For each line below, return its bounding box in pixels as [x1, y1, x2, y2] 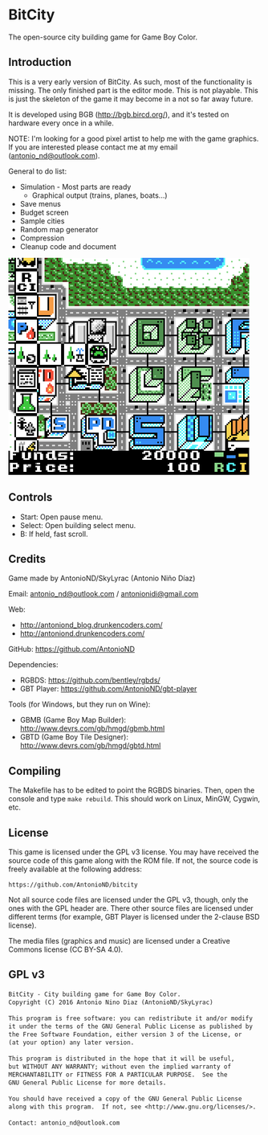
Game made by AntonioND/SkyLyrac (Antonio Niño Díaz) [8, 573, 196, 584]
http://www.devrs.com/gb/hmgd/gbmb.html [19, 723, 165, 733]
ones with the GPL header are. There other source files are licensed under [8, 903, 254, 913]
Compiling [8, 764, 62, 777]
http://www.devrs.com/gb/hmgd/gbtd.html [19, 741, 161, 751]
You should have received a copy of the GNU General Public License [8, 1095, 242, 1103]
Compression [19, 233, 65, 243]
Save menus [19, 199, 62, 208]
